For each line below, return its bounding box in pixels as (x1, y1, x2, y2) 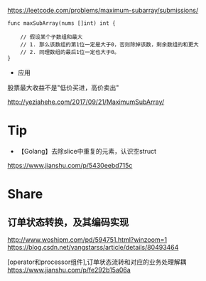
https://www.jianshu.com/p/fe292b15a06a (7, 265, 131, 274)
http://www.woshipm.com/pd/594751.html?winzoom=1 (7, 235, 168, 244)
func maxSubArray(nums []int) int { (7, 20, 116, 27)
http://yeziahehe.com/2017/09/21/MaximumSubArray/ (7, 97, 165, 106)
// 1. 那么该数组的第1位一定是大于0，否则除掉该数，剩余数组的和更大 (20, 41, 199, 48)
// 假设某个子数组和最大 (20, 33, 83, 41)
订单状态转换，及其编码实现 (7, 216, 129, 228)
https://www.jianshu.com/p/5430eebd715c (7, 161, 133, 169)
